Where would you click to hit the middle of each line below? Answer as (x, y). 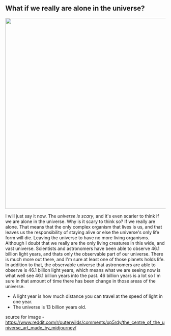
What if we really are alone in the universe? (75, 8)
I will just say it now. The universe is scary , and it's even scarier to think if (82, 216)
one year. (22, 301)
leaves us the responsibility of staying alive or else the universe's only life (82, 232)
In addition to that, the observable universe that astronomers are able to (81, 265)
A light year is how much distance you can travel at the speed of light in (88, 296)
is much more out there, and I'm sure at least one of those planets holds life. (85, 259)
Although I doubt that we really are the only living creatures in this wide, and (85, 243)
